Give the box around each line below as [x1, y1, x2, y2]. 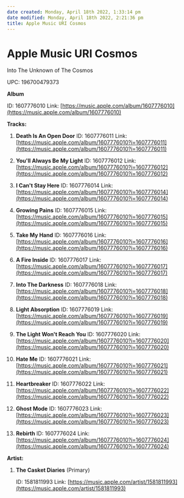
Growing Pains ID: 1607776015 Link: [15, 207, 107, 214]
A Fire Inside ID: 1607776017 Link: [15, 256, 102, 264]
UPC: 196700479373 [7, 79, 60, 86]
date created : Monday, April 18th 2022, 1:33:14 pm [7, 9, 141, 15]
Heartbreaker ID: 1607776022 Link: [15, 380, 105, 388]
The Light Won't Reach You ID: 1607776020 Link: [15, 331, 141, 338]
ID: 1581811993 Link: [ [15, 478, 70, 486]
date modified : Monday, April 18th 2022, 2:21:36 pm [7, 15, 144, 21]
